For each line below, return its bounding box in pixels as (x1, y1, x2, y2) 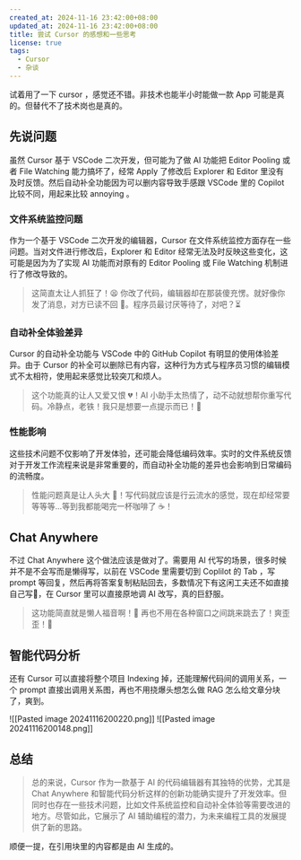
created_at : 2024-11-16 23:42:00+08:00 (9, 13, 159, 22)
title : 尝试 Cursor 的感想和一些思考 (9, 30, 137, 39)
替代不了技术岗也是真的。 (32, 100, 127, 110)
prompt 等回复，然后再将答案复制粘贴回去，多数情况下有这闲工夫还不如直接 (9, 577, 289, 588)
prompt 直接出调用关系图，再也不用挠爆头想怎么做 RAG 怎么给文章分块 (19, 684, 280, 696)
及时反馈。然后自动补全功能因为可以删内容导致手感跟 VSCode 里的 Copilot (9, 177, 285, 188)
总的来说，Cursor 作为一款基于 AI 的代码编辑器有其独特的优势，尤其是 (30, 777, 291, 788)
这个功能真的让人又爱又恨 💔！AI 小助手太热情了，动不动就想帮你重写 (30, 390, 284, 400)
